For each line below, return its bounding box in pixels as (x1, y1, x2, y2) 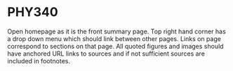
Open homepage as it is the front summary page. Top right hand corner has (7, 27, 226, 35)
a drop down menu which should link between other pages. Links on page (7, 34, 221, 42)
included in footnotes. (7, 56, 71, 65)
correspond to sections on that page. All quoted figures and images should (7, 42, 224, 50)
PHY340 (7, 4, 58, 20)
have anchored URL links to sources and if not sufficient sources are (7, 49, 206, 58)
